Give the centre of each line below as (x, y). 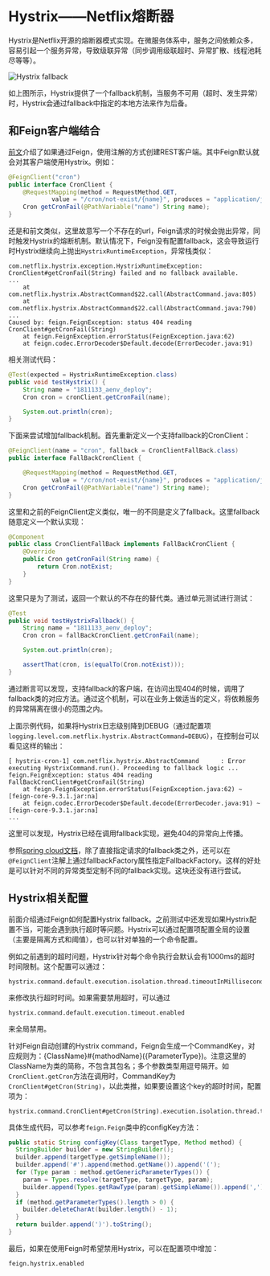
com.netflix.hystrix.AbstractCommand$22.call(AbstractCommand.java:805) (133, 294)
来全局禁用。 (29, 1028)
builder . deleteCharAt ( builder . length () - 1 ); (100, 1210)
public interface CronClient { (61, 185)
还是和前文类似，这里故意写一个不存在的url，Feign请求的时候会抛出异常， (131, 231)
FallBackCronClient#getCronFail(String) (77, 782)
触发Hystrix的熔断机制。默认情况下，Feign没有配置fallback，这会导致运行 (137, 241)
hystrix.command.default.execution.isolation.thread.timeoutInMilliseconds (138, 982)
